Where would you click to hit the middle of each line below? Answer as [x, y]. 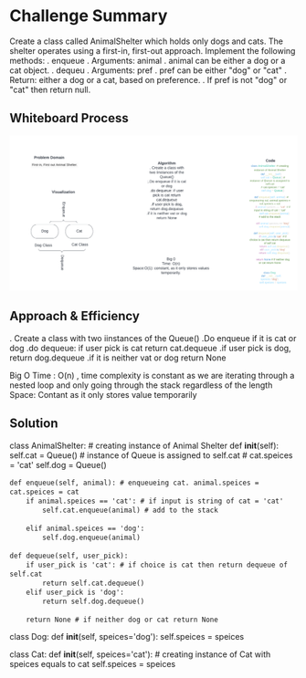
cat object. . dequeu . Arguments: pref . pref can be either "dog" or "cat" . [148, 70]
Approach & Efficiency [74, 316]
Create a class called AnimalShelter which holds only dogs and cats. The [146, 41]
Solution [34, 424]
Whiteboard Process [69, 118]
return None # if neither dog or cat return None [122, 620]
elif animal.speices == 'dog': [85, 528]
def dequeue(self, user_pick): [69, 556]
